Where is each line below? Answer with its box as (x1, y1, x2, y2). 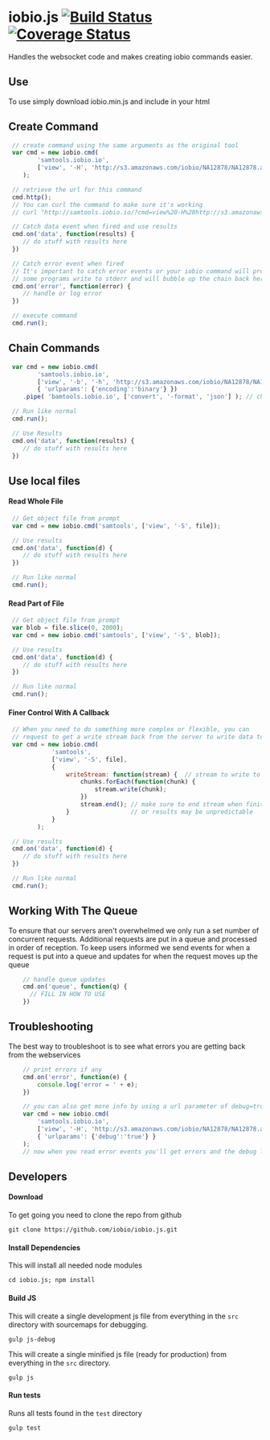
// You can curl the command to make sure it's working (11, 201, 203, 209)
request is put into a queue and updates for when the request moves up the (8, 951, 259, 961)
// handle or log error (22, 290, 103, 298)
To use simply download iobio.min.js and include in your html (8, 97, 211, 106)
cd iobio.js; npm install (8, 1277, 95, 1285)
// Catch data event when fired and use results (11, 222, 178, 231)
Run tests (8, 1390, 41, 1401)
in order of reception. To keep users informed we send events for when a (8, 942, 251, 952)
